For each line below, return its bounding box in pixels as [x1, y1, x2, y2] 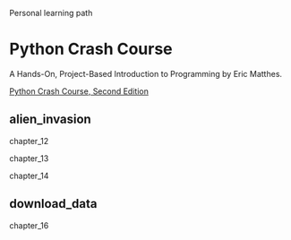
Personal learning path [9, 8, 93, 18]
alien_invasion [9, 112, 91, 127]
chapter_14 [9, 170, 49, 181]
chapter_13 [9, 152, 49, 164]
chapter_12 [9, 135, 49, 146]
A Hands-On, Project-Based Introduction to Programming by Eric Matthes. [9, 68, 283, 79]
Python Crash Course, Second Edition [9, 85, 150, 97]
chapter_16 [9, 219, 49, 231]
